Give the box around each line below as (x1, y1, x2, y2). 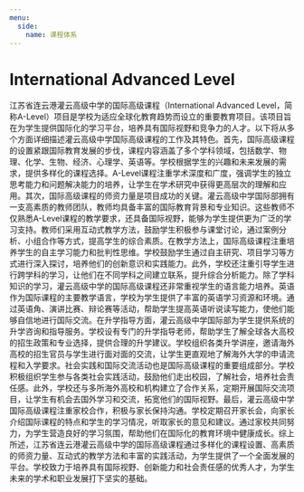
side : (17, 22, 39, 31)
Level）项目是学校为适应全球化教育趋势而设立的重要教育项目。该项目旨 (25, 111, 292, 122)
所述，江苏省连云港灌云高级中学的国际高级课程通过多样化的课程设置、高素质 (9, 440, 295, 450)
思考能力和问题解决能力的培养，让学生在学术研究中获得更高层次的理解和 (9, 179, 279, 190)
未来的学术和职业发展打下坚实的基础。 (9, 473, 152, 484)
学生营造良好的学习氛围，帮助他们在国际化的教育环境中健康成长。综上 (33, 428, 295, 439)
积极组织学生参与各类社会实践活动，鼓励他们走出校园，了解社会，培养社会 (9, 372, 287, 383)
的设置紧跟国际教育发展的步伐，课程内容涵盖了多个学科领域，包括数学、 (9, 146, 279, 156)
